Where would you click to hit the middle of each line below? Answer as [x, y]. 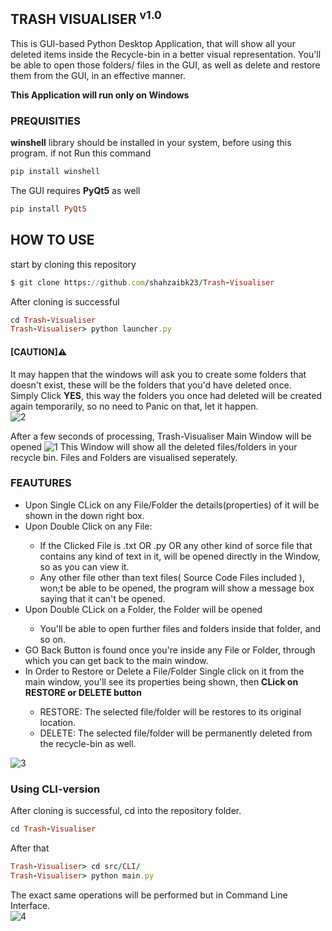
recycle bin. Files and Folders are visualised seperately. [124, 457]
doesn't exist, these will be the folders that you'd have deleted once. [151, 385]
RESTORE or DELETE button [83, 692]
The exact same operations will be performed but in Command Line [149, 895]
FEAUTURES [41, 483]
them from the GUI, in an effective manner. [98, 75]
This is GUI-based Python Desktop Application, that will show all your [153, 43]
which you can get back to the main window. [116, 660]
